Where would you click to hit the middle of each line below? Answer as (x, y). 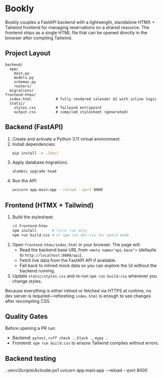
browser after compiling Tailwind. (39, 38)
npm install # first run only (50, 231)
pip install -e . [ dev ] (35, 153)
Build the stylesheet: (33, 217)
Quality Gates (27, 317)
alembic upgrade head (34, 172)
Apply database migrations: (40, 162)
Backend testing (31, 359)
